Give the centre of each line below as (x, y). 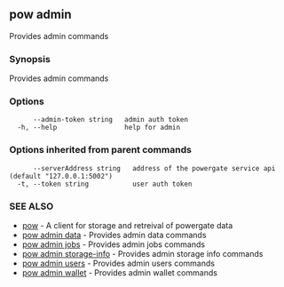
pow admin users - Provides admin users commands (118, 263)
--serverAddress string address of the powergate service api (154, 168)
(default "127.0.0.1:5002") (61, 176)
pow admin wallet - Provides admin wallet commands (119, 273)
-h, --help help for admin (99, 128)
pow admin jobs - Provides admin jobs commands (114, 244)
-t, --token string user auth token (105, 184)
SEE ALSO (32, 206)
